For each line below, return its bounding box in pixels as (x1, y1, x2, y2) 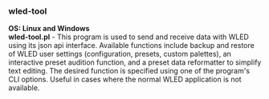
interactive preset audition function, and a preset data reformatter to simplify (8, 57, 262, 67)
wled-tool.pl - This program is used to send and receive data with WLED (8, 32, 249, 42)
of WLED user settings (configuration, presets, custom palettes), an (8, 49, 231, 59)
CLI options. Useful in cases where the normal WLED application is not (8, 74, 243, 85)
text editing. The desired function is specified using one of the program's (8, 66, 251, 76)
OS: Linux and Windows (8, 24, 90, 34)
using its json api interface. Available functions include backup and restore (8, 41, 255, 50)
